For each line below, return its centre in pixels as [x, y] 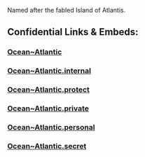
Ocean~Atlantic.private [48, 109]
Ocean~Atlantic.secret [47, 146]
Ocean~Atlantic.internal [49, 71]
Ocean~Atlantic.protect [48, 90]
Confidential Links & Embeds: [73, 32]
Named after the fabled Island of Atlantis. [67, 10]
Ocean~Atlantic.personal [51, 127]
